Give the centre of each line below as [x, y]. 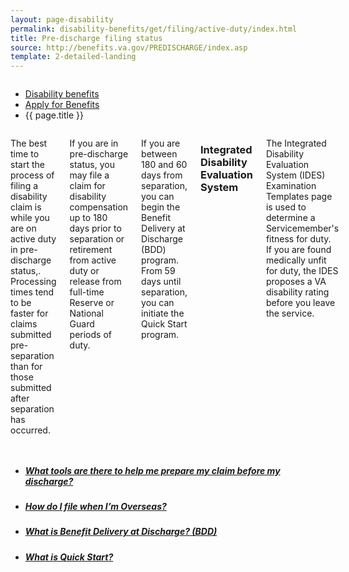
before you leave [300, 303]
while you [30, 218]
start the [27, 165]
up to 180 [88, 218]
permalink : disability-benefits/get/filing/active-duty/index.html [154, 29]
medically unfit [296, 260]
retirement [91, 250]
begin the [161, 207]
